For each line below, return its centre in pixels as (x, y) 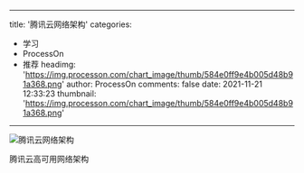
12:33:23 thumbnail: (59, 94)
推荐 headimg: (49, 64)
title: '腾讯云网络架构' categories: (71, 24)
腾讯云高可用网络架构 (49, 159)
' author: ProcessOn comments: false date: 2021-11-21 (162, 84)
